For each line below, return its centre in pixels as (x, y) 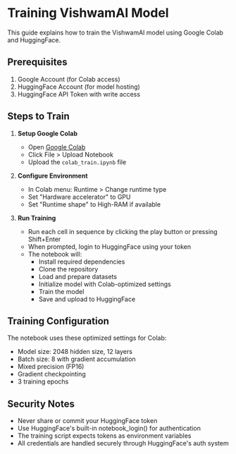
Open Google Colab (57, 147)
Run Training (37, 218)
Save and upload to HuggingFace (87, 299)
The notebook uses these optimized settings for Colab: (87, 338)
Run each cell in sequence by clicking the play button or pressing (123, 231)
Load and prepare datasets (78, 276)
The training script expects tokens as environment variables (104, 436)
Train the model (61, 291)
